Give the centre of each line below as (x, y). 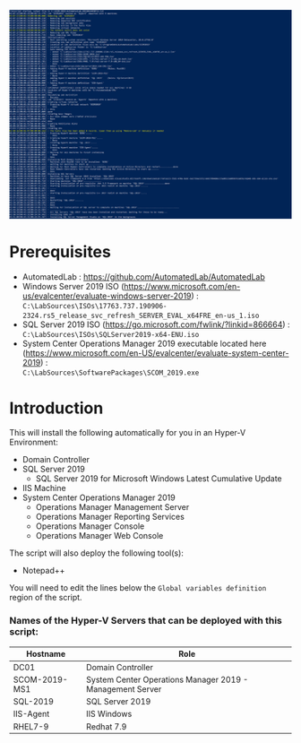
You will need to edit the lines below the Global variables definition (138, 588)
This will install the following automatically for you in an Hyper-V (128, 433)
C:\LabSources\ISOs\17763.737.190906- (95, 306)
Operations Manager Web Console (99, 536)
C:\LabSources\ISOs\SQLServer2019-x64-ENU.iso (111, 334)
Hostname (46, 654)
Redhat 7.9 (107, 726)
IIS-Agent (31, 714)
